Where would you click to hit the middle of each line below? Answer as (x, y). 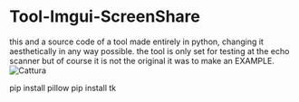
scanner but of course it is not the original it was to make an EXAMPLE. (142, 60)
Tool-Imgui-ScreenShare (105, 17)
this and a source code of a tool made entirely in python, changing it (137, 42)
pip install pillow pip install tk (63, 88)
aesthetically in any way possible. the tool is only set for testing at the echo (149, 51)
